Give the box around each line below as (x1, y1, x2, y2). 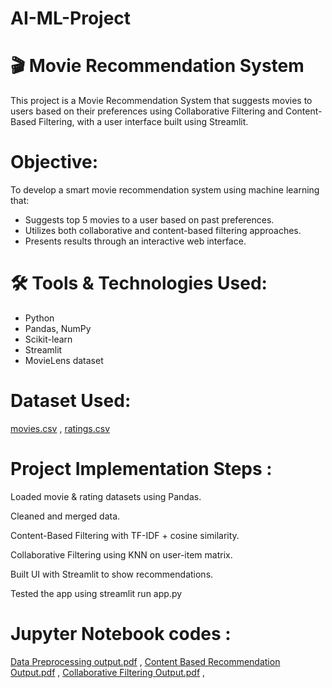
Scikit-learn (24, 333, 73, 345)
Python (24, 312, 55, 324)
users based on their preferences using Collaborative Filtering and (10, 105, 283, 117)
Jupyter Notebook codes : (10, 623, 232, 646)
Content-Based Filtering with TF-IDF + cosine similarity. (10, 529, 240, 541)
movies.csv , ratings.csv (10, 422, 111, 434)
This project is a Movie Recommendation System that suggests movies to (10, 95, 313, 107)
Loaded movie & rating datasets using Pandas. (10, 490, 202, 502)
